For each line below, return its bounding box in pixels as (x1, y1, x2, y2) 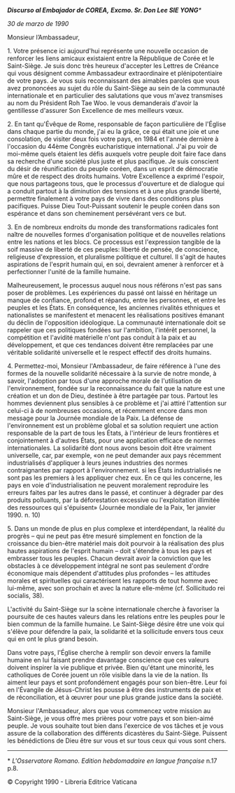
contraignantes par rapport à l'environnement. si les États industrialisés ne (7, 466, 222, 474)
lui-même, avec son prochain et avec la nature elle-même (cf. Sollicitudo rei (7, 584, 225, 592)
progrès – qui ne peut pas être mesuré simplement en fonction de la (7, 532, 203, 540)
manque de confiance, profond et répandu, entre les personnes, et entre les (7, 296, 226, 304)
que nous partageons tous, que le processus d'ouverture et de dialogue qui (7, 179, 225, 188)
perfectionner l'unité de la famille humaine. (7, 268, 131, 276)
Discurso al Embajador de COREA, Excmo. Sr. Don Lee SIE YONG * (7, 6, 201, 14)
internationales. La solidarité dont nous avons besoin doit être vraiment (7, 444, 212, 452)
